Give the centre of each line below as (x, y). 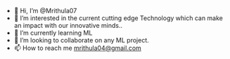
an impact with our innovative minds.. (68, 25)
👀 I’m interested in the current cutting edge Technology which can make (118, 18)
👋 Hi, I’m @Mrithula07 (45, 11)
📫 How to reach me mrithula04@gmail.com (78, 48)
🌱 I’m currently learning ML (53, 33)
